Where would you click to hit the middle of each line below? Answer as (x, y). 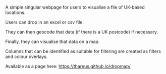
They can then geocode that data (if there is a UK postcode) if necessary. (82, 32)
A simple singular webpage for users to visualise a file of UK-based (75, 7)
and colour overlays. (26, 56)
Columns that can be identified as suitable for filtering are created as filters (83, 51)
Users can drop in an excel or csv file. (45, 22)
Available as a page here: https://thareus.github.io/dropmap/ (68, 66)
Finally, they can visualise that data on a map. (52, 41)
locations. (15, 12)
